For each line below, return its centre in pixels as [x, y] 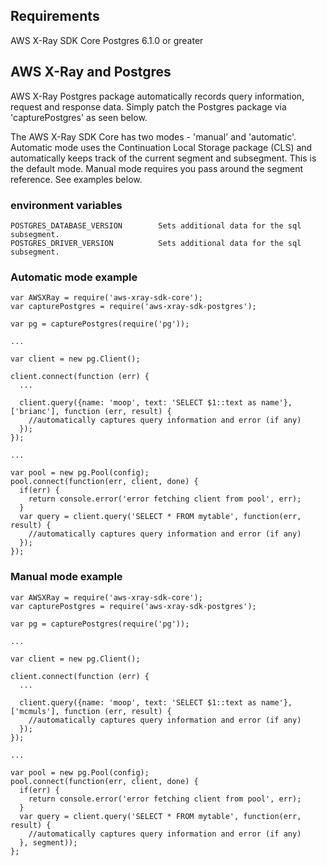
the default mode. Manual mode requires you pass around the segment [157, 168]
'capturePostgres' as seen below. [79, 117]
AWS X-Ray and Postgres [91, 72]
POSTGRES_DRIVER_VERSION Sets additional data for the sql [156, 243]
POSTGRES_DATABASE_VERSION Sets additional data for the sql [156, 225]
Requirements [55, 16]
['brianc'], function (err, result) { [91, 412]
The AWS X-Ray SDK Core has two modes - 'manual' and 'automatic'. [153, 136]
